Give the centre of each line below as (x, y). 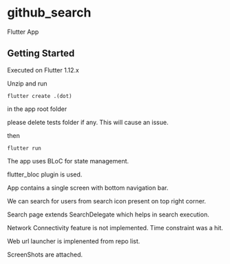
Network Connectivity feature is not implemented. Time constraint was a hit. (115, 227)
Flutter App (23, 32)
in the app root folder (37, 109)
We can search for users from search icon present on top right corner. (107, 201)
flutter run (24, 148)
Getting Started (41, 53)
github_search (49, 13)
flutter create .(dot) (40, 96)
